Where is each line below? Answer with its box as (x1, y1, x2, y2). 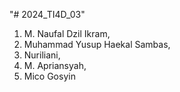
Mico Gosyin (23, 70, 76, 82)
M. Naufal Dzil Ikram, (23, 28, 111, 39)
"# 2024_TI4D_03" (9, 9, 86, 20)
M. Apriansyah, (23, 60, 87, 71)
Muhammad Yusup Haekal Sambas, (23, 39, 171, 50)
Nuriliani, (23, 49, 61, 61)
